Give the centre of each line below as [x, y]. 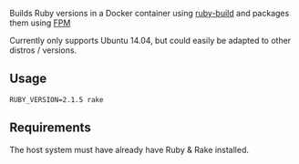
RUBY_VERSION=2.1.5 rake [57, 99]
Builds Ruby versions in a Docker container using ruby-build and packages [149, 13]
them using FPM [40, 23]
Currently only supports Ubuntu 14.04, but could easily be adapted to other [150, 41]
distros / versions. [43, 50]
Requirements [50, 128]
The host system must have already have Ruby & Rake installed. [129, 149]
